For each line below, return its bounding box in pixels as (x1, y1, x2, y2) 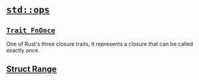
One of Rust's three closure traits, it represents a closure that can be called (6, 40, 194, 48)
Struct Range (6, 64, 57, 75)
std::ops (6, 4, 50, 16)
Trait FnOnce (6, 26, 56, 34)
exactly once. (6, 47, 41, 54)
